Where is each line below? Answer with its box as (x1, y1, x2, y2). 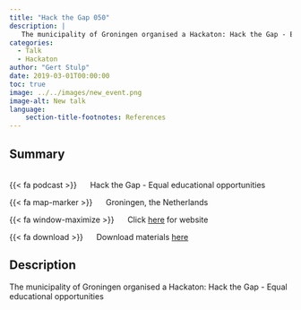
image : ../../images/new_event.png (9, 88, 142, 97)
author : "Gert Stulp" (9, 64, 90, 73)
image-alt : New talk (9, 96, 87, 106)
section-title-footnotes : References (25, 113, 167, 122)
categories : (9, 38, 54, 47)
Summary (9, 146, 65, 161)
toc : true (9, 80, 47, 89)
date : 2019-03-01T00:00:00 (9, 72, 110, 81)
